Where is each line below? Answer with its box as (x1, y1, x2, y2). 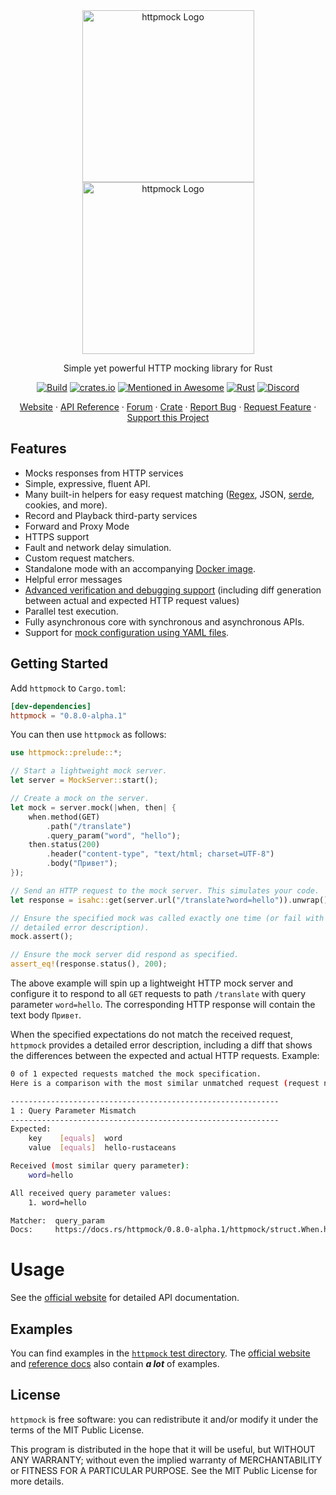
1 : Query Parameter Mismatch (10, 1105, 137, 1116)
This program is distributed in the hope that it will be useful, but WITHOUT (10, 1443, 316, 1455)
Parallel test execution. (24, 605, 119, 617)
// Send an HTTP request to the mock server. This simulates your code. (10, 885, 320, 896)
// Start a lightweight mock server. (10, 766, 168, 776)
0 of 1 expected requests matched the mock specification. (10, 1069, 262, 1079)
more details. (10, 1475, 65, 1487)
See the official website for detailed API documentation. (10, 1292, 240, 1304)
